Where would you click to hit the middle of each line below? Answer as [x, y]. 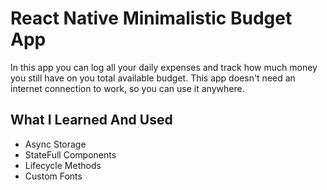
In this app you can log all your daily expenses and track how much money [164, 67]
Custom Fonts [53, 176]
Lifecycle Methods [63, 165]
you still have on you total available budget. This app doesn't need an [153, 78]
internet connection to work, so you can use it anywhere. [127, 88]
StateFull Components [70, 154]
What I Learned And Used [91, 120]
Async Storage [55, 144]
